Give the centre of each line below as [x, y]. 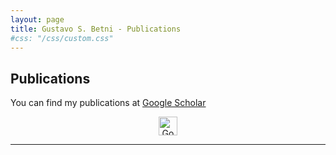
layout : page [37, 19]
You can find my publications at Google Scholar [108, 103]
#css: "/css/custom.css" [62, 38]
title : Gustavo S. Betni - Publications [96, 29]
